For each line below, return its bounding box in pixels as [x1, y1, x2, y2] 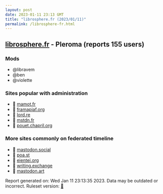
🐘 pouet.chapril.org [12, 123, 53, 129]
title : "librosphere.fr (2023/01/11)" [5, 17, 86, 22]
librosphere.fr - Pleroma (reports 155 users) [5, 40, 144, 48]
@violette [12, 77, 33, 83]
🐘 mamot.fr [12, 101, 36, 107]
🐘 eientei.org [12, 157, 39, 163]
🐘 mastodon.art [12, 168, 45, 174]
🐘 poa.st [12, 152, 30, 158]
